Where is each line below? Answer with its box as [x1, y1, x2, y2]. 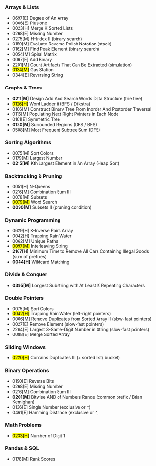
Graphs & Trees [5, 85, 42, 91]
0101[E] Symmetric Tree [12, 116, 60, 122]
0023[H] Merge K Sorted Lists [12, 25, 73, 31]
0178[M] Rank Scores [12, 456, 56, 462]
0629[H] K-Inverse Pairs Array [12, 228, 73, 234]
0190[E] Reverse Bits [12, 378, 54, 384]
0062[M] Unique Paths [12, 238, 58, 244]
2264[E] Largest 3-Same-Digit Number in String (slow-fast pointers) [12, 327, 150, 333]
